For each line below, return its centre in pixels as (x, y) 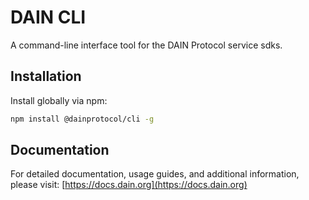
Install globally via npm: (59, 100)
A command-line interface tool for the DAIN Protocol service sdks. (146, 45)
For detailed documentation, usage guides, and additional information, (155, 174)
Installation (46, 76)
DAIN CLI (48, 17)
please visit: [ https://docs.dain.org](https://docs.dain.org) (129, 185)
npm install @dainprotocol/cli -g (82, 119)
